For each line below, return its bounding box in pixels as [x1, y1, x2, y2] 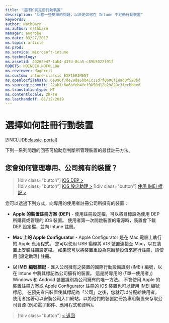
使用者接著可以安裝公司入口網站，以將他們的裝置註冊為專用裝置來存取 [12, 296, 158, 301]
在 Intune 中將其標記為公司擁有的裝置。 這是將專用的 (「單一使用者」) [12, 271, 153, 276]
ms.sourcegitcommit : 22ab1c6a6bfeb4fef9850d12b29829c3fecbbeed [5, 82, 141, 87]
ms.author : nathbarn [5, 26, 49, 31]
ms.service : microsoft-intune [5, 49, 69, 55]
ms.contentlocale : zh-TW [5, 92, 57, 97]
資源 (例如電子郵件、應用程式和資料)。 [17, 302, 97, 308]
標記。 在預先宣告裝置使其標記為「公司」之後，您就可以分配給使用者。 [12, 289, 159, 295]
